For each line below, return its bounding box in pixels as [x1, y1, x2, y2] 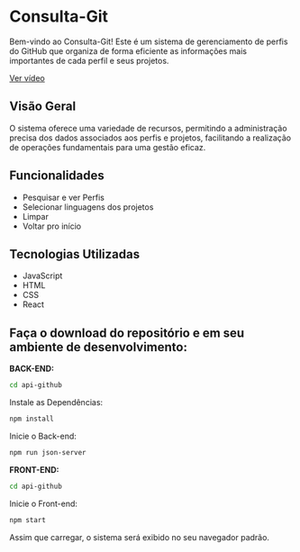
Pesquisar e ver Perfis [22, 192, 105, 203]
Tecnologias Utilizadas [9, 246, 141, 262]
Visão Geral [9, 99, 77, 114]
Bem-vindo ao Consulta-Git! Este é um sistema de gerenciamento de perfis [9, 36, 288, 47]
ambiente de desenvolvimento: [9, 339, 187, 355]
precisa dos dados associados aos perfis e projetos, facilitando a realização [9, 132, 291, 143]
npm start [9, 515, 47, 524]
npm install [9, 414, 54, 424]
